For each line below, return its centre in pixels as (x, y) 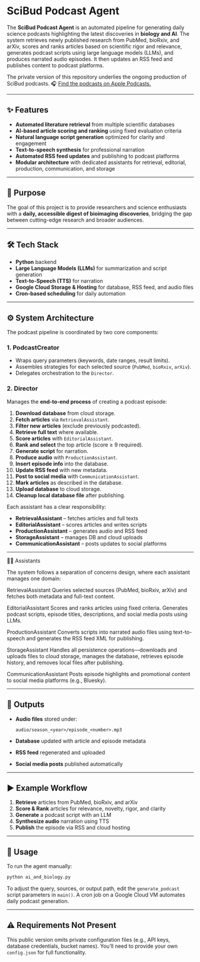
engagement (31, 143)
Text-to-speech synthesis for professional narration (80, 149)
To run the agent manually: (39, 866)
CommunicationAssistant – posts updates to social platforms (91, 543)
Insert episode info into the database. (62, 463)
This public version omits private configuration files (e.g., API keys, (88, 939)
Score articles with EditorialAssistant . (64, 438)
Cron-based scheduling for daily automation (70, 294)
